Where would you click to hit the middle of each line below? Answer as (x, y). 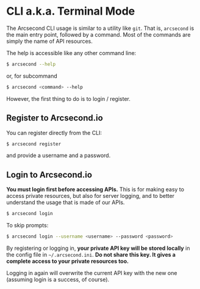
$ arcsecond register (34, 144)
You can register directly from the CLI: (54, 133)
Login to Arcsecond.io (49, 174)
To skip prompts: (27, 225)
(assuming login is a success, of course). (58, 279)
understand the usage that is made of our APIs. (66, 202)
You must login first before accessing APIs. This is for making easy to (95, 189)
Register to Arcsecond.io (55, 118)
